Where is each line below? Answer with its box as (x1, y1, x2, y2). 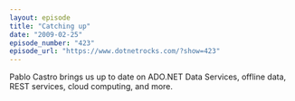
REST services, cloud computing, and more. (9, 81, 174, 92)
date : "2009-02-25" (9, 30, 83, 39)
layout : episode (9, 13, 71, 23)
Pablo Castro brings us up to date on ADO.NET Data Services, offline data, (9, 71, 287, 82)
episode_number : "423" (9, 38, 95, 48)
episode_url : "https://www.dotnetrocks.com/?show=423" (9, 47, 221, 56)
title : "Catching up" (9, 22, 91, 31)
